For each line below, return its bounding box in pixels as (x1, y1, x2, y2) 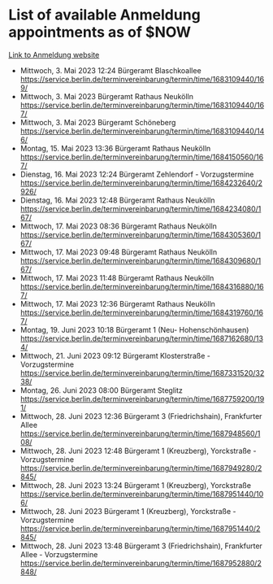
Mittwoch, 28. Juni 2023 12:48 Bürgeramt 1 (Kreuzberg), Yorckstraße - (19, 446, 257, 455)
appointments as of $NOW (8, 23, 192, 41)
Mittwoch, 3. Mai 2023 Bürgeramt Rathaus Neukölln (19, 91, 193, 101)
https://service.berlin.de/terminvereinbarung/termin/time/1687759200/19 (19, 394, 265, 403)
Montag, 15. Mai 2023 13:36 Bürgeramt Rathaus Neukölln (19, 143, 211, 153)
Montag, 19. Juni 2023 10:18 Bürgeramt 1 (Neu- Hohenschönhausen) (19, 325, 249, 334)
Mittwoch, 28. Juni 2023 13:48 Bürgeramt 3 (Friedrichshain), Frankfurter (19, 541, 262, 551)
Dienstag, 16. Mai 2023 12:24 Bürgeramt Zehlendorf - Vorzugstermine (19, 169, 254, 179)
